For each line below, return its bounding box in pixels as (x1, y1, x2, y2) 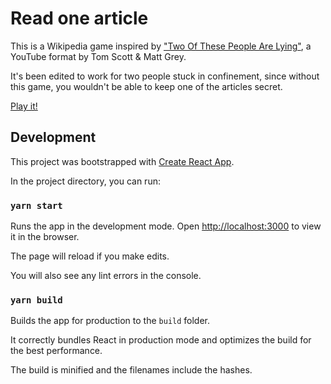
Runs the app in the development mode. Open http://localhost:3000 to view (10, 220, 322, 232)
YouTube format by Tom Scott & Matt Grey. (10, 50, 187, 62)
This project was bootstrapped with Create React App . (10, 155, 235, 167)
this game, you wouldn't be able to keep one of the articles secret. (10, 80, 283, 92)
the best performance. (10, 345, 103, 357)
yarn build (10, 294, 63, 306)
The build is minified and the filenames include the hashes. (10, 364, 253, 376)
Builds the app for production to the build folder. (10, 315, 211, 327)
